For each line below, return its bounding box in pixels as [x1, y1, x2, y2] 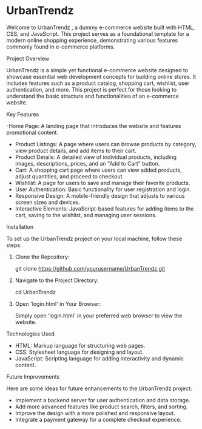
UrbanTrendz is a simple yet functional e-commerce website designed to [6, 66, 189, 73]
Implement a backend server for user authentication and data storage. [15, 396, 190, 404]
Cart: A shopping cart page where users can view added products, [15, 166, 182, 174]
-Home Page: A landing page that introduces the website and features [6, 122, 181, 129]
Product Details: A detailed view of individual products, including [15, 153, 177, 161]
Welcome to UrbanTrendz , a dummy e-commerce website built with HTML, [6, 24, 195, 31]
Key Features [6, 110, 39, 118]
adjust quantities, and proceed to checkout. [15, 172, 124, 180]
